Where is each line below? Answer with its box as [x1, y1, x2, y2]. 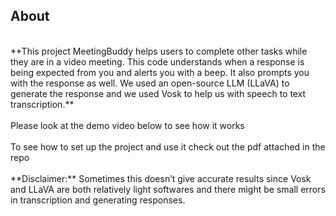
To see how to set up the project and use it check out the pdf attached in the [10, 140, 326, 153]
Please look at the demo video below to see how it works [10, 119, 245, 131]
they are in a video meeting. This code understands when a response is [10, 55, 305, 68]
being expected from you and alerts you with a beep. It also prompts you [10, 66, 310, 78]
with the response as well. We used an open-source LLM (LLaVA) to [10, 77, 290, 89]
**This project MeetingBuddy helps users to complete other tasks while [10, 45, 308, 57]
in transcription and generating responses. [10, 194, 186, 206]
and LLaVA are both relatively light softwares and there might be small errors [10, 183, 326, 195]
